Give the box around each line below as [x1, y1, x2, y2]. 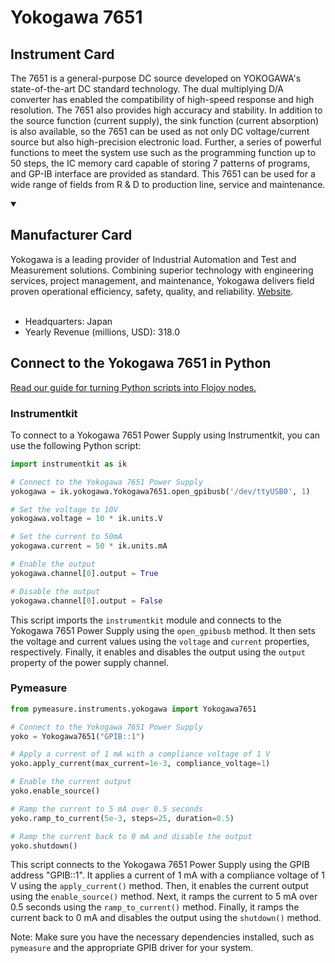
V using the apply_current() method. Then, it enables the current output [10, 880, 309, 892]
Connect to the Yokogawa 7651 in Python [10, 355, 272, 372]
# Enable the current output [10, 777, 132, 787]
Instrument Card [10, 46, 115, 63]
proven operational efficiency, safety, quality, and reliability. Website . [10, 285, 294, 297]
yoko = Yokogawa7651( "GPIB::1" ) [10, 731, 145, 741]
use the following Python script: [10, 439, 142, 451]
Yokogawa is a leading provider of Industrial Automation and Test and [10, 253, 297, 265]
